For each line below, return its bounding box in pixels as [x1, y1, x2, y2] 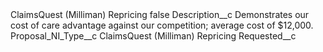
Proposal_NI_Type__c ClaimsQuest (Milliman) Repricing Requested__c [10, 30, 297, 42]
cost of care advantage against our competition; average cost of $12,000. [10, 19, 314, 31]
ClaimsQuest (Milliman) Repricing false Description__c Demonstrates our [10, 9, 310, 20]
